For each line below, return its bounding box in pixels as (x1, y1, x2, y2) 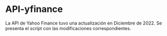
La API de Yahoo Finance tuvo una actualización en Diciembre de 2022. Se (5, 20, 162, 26)
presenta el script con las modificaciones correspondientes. (5, 25, 131, 31)
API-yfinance (5, 3, 63, 15)
